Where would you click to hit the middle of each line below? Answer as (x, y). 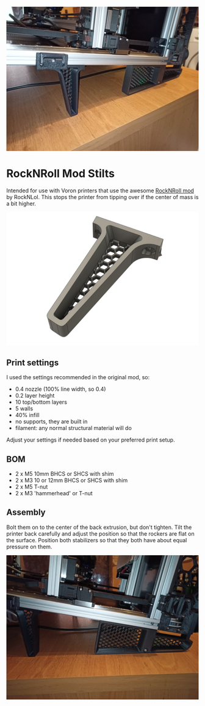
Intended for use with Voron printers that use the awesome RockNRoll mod (100, 191)
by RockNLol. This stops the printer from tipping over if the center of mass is (103, 197)
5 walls (24, 409)
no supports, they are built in (51, 421)
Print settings (33, 362)
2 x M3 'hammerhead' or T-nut (54, 493)
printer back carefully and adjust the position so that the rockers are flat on (100, 533)
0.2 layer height (35, 396)
